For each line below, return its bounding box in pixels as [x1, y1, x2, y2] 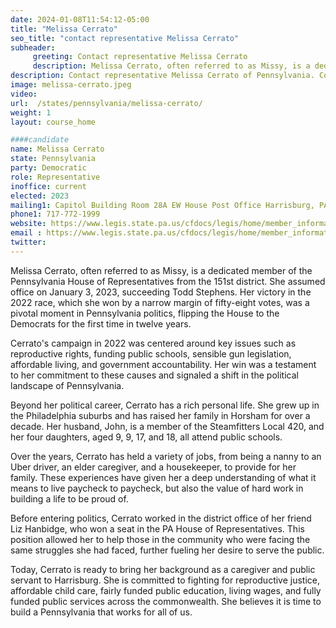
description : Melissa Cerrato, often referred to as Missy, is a [32, 61, 311, 71]
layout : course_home [10, 117, 97, 127]
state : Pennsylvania [10, 154, 97, 164]
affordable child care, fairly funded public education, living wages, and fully [10, 584, 322, 596]
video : [10, 89, 38, 99]
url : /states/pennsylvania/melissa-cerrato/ [10, 98, 203, 108]
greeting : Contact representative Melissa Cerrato [32, 52, 248, 62]
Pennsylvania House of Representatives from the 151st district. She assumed [10, 275, 326, 287]
